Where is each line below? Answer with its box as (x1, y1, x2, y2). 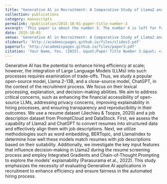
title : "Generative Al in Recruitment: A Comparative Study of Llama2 (5, 7, 155, 12)
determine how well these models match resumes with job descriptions (5, 136, 151, 142)
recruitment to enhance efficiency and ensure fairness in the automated (5, 168, 152, 174)
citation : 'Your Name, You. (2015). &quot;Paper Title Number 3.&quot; (5, 49, 157, 54)
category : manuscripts (5, 16, 52, 21)
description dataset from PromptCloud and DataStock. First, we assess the (5, 115, 158, 121)
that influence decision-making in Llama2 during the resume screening (5, 147, 150, 153)
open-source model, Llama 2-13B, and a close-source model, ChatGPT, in (5, 78, 157, 84)
